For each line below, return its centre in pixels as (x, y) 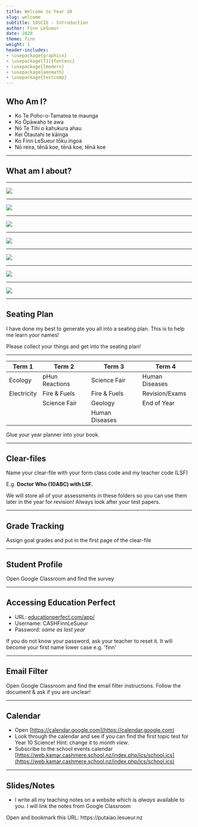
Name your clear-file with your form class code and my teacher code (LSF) (97, 473)
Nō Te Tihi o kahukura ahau (48, 128)
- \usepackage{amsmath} (35, 72)
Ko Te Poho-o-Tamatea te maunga (56, 115)
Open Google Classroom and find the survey (60, 579)
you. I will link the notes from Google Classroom (73, 806)
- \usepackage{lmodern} (35, 66)
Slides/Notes (30, 785)
